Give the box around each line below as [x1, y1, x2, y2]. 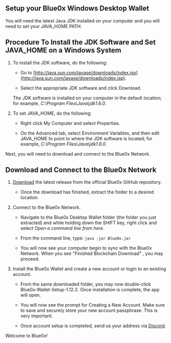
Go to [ [20, 69, 35, 76]
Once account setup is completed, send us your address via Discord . [20, 323, 166, 329]
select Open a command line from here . [20, 225, 105, 231]
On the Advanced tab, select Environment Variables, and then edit [20, 130, 160, 136]
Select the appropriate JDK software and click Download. [20, 84, 142, 91]
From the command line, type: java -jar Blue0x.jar [20, 235, 131, 241]
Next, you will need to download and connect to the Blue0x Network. [5, 151, 151, 157]
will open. [20, 292, 41, 298]
